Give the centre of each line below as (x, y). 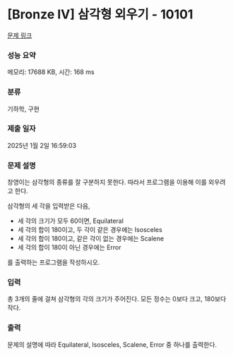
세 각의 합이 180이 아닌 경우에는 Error (69, 247)
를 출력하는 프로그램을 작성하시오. (54, 262)
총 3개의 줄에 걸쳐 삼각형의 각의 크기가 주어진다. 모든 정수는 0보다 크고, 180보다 (117, 299)
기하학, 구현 (24, 109)
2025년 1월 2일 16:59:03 (42, 145)
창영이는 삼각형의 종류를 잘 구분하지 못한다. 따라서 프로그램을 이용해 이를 (107, 182)
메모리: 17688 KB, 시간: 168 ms (51, 72)
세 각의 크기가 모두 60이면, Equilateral (70, 221)
